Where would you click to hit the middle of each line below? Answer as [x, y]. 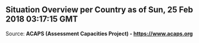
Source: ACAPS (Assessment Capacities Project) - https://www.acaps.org [99, 33]
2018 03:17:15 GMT [42, 19]
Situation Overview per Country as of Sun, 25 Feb [99, 10]
